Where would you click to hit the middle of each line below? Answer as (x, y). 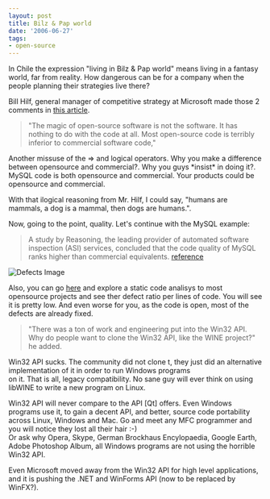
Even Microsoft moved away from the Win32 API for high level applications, (133, 470)
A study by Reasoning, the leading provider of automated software (139, 239)
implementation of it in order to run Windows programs (100, 371)
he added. (45, 347)
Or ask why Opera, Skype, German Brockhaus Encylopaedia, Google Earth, (133, 438)
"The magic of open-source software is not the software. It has (133, 126)
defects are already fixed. (51, 314)
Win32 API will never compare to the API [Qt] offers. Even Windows (120, 403)
